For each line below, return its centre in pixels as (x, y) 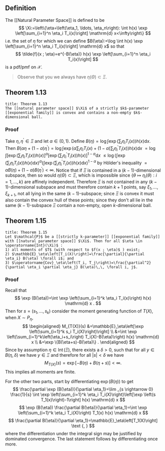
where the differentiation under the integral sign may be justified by (74, 434)
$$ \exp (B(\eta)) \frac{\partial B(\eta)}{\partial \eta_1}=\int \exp (83, 408)
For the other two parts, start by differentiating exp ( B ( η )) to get (69, 382)
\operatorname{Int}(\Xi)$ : (34, 245)
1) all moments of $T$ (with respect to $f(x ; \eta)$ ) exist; (73, 250)
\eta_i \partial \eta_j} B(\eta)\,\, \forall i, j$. (82, 267)
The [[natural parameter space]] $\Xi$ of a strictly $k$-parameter (77, 108)
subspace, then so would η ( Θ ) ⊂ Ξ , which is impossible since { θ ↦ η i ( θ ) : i (81, 176)
